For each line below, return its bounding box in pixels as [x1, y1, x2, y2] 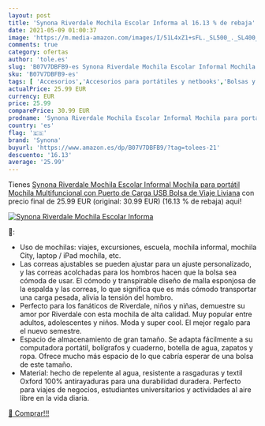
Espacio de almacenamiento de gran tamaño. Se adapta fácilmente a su [19, 334, 253, 344]
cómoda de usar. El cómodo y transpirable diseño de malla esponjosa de [19, 276, 256, 286]
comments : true [8, 41, 58, 49]
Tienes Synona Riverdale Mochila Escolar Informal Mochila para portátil [8, 180, 241, 189]
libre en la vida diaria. [19, 394, 89, 403]
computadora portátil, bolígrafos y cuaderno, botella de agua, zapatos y [19, 343, 254, 353]
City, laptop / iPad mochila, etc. [19, 251, 121, 260]
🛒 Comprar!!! [8, 409, 50, 418]
